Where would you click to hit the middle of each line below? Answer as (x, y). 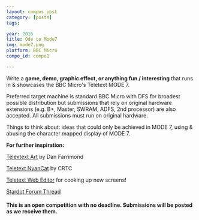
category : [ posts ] (29, 17)
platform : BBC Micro (32, 51)
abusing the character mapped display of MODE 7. (68, 133)
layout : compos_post (32, 12)
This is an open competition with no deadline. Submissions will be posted (99, 205)
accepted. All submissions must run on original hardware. (77, 115)
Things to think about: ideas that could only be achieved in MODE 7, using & (99, 127)
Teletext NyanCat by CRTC (39, 168)
